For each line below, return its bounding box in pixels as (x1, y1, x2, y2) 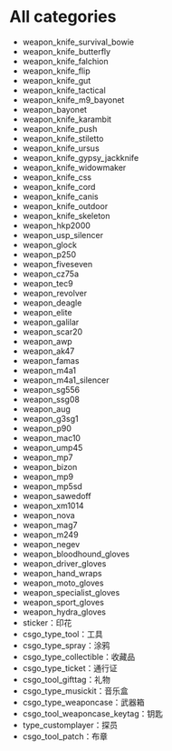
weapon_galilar (22, 316, 80, 327)
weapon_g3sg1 (22, 413, 79, 424)
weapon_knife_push (22, 123, 98, 134)
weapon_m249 (22, 529, 79, 540)
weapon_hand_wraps (22, 567, 102, 578)
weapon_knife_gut (22, 75, 91, 85)
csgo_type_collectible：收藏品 (22, 651, 136, 662)
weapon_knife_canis (22, 191, 99, 202)
